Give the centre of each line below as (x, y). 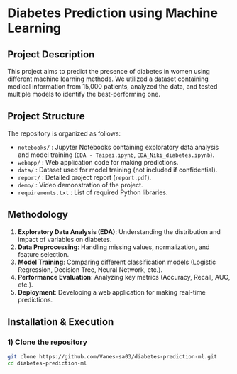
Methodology (38, 215)
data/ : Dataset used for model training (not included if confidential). (117, 170)
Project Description (51, 54)
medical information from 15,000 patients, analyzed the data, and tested (112, 86)
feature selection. (43, 254)
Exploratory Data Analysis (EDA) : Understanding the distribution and (119, 231)
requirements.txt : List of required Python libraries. (93, 192)
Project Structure (46, 116)
